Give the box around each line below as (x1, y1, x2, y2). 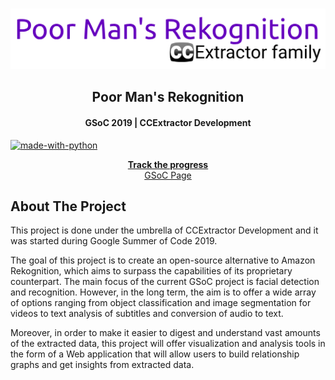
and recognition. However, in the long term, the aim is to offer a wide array (10, 286, 317, 298)
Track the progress (127, 158, 209, 170)
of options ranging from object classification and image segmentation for (10, 297, 312, 309)
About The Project (10, 198, 127, 215)
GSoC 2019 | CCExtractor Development (84, 116, 252, 128)
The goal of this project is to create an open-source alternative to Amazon (10, 254, 316, 267)
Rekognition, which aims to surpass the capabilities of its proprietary (10, 265, 293, 277)
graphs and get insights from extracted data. (10, 359, 195, 371)
